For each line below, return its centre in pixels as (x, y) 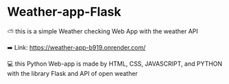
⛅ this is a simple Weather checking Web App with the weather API (103, 31)
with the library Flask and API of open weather (73, 73)
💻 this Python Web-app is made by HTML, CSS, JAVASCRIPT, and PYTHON (115, 64)
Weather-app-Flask (64, 12)
